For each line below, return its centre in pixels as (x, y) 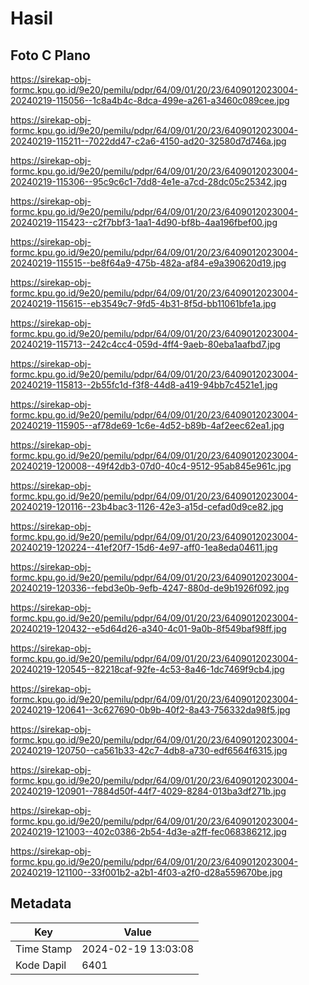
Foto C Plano (50, 55)
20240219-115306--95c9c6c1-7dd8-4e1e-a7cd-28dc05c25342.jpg (149, 181)
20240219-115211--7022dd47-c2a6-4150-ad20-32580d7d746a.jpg (148, 141)
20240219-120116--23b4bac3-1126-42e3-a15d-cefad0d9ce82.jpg (147, 506)
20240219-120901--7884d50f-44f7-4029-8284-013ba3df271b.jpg (148, 791)
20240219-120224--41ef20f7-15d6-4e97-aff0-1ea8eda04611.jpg (144, 547)
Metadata (41, 903)
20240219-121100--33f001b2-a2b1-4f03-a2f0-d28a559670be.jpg (146, 872)
